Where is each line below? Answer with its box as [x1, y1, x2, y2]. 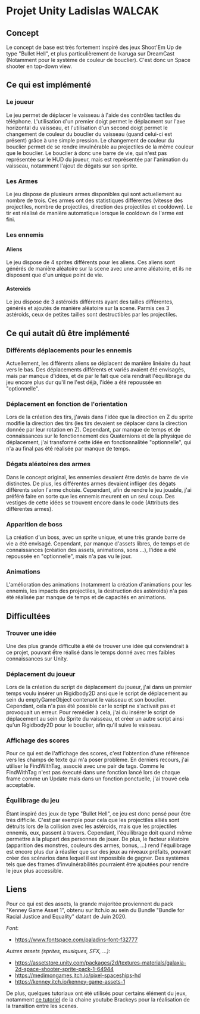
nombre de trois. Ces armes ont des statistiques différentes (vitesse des [6, 197, 183, 204]
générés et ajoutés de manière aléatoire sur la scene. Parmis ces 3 [6, 305, 170, 312]
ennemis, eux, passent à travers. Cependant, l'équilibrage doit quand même [6, 829, 192, 836]
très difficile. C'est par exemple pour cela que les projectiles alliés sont [6, 816, 180, 823]
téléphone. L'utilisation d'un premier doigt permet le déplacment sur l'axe [6, 117, 186, 125]
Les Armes [6, 177, 38, 185]
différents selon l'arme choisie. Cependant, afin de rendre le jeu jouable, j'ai [6, 486, 192, 493]
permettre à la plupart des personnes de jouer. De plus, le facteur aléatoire [6, 835, 189, 842]
